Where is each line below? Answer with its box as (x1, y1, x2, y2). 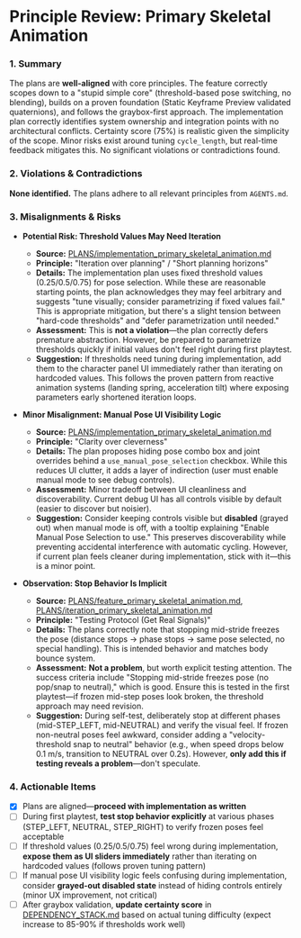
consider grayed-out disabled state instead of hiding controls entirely (22, 879, 283, 890)
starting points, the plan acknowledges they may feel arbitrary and (35, 286, 282, 298)
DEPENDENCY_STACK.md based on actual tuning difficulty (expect (22, 909, 271, 920)
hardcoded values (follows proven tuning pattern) (22, 860, 207, 870)
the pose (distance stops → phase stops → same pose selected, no (35, 634, 286, 645)
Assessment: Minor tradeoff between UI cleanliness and (35, 484, 247, 495)
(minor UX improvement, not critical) (22, 889, 158, 900)
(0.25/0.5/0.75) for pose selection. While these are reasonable (35, 277, 267, 288)
